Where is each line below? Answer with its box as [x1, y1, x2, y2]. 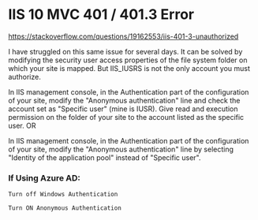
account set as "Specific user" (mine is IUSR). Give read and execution [8, 104, 238, 114]
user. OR [8, 121, 36, 130]
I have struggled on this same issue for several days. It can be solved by [8, 47, 243, 56]
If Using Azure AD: [8, 172, 81, 183]
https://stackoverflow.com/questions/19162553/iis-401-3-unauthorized [8, 32, 239, 41]
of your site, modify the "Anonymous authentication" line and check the [8, 95, 241, 105]
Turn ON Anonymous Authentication [8, 204, 122, 212]
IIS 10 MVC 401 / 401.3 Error [8, 6, 195, 24]
